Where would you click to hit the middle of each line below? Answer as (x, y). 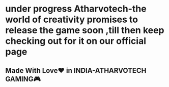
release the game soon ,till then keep (85, 30)
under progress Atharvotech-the (76, 9)
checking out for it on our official (76, 41)
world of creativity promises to (72, 19)
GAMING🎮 (23, 79)
